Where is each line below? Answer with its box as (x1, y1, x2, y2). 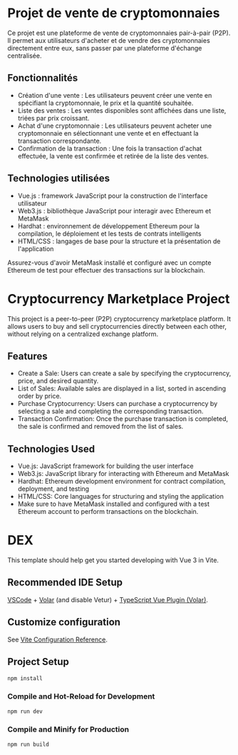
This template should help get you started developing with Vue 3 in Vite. (7, 556, 219, 564)
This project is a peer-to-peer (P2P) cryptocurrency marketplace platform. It (7, 314, 232, 323)
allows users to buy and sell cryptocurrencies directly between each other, (7, 322, 227, 330)
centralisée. (7, 51, 42, 60)
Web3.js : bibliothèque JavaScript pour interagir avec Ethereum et (17, 206, 212, 215)
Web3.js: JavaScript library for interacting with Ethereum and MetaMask (17, 470, 229, 478)
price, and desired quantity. (17, 377, 99, 385)
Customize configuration (7, 616, 121, 629)
